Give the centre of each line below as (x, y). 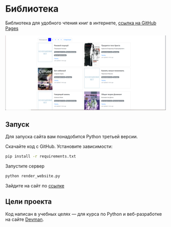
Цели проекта (28, 202)
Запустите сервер (25, 166)
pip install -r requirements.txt (41, 156)
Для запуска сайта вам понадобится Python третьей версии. (72, 137)
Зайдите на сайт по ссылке (35, 185)
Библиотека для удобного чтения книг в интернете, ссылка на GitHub (81, 23)
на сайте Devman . (25, 219)
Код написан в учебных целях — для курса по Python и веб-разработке (83, 214)
